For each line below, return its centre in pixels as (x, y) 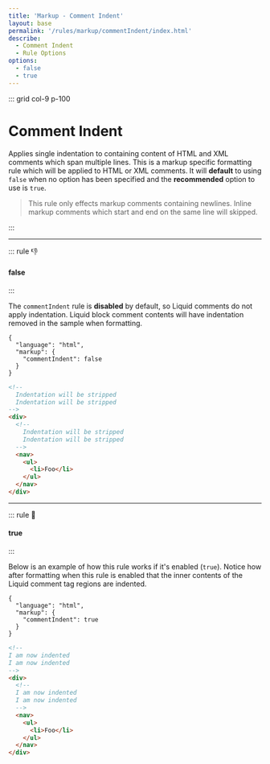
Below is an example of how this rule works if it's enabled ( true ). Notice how (135, 567)
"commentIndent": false (63, 359)
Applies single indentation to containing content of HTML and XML (119, 153)
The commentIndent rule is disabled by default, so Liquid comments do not (131, 306)
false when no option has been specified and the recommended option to (132, 179)
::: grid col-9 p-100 (39, 98)
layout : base (30, 23)
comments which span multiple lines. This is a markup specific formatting (130, 162)
